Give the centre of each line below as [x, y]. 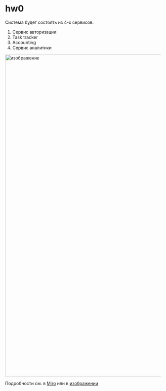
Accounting [24, 42]
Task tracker [25, 37]
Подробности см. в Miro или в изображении [52, 383]
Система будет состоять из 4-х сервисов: [49, 22]
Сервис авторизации [34, 32]
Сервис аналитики [32, 48]
